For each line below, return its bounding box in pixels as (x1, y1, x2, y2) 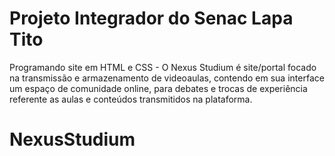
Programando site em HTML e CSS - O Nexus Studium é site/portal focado (9, 61, 317, 73)
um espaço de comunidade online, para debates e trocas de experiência (9, 82, 308, 94)
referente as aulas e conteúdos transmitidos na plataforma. (9, 93, 253, 105)
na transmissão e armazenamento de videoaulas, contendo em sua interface (9, 72, 325, 84)
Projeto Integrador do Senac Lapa (9, 7, 294, 30)
